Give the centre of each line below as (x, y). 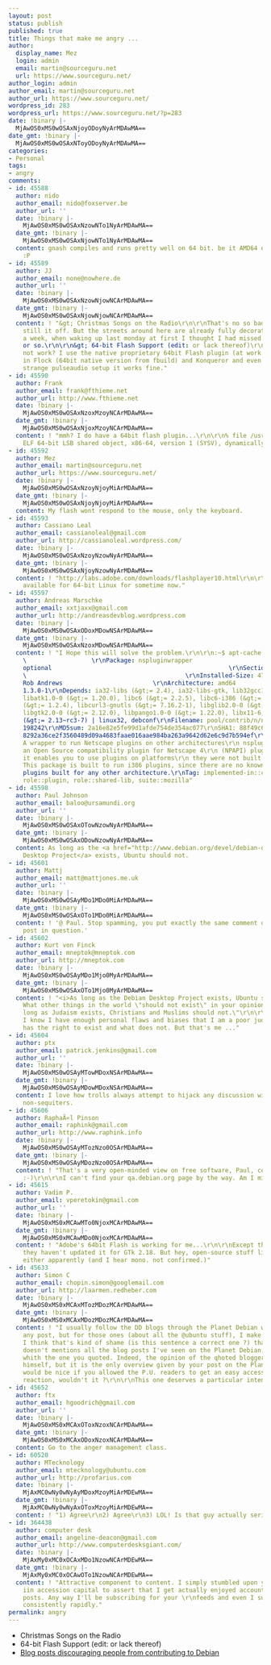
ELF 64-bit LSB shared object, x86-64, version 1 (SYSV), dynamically (144, 443)
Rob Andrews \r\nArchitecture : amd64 (129, 683)
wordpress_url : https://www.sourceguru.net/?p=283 (95, 114)
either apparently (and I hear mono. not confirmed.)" (117, 1260)
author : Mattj (39, 870)
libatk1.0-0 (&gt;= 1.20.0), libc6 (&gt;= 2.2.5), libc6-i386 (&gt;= (142, 698)
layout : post (30, 16)
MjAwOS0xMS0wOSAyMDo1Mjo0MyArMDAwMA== (88, 975)
